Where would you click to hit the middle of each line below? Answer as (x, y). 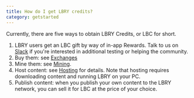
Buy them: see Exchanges (46, 58)
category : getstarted (33, 17)
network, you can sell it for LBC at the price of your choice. (86, 89)
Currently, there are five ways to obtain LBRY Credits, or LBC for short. (91, 33)
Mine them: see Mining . (43, 64)
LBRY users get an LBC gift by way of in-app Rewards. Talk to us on (96, 45)
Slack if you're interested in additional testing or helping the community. (101, 51)
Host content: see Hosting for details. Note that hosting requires (92, 70)
